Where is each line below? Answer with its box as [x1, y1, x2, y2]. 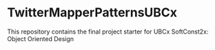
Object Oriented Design [7, 34, 74, 42]
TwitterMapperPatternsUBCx [7, 5, 178, 21]
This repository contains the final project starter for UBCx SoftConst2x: [7, 27, 209, 36]
